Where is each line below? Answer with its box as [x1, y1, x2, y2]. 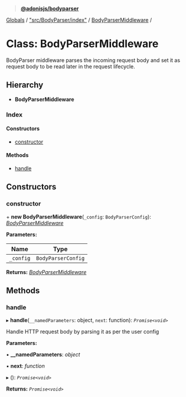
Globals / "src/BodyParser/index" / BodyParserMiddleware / [6, 17, 152, 23]
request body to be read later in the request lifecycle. [6, 63, 136, 70]
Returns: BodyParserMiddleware [6, 268, 87, 275]
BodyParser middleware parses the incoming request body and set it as [6, 56, 181, 64]
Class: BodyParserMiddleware [6, 37, 159, 51]
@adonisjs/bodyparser [20, 5, 79, 12]
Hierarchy [6, 80, 44, 90]
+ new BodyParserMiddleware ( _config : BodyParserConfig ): [6, 213, 152, 220]
